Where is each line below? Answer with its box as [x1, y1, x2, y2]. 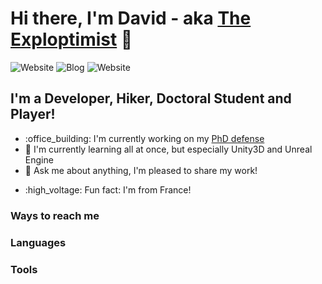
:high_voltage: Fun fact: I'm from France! [24, 183, 192, 196]
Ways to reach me [10, 208, 100, 222]
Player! [10, 106, 56, 123]
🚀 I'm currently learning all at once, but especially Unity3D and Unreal [24, 143, 313, 155]
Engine [24, 153, 54, 166]
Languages [10, 235, 67, 249]
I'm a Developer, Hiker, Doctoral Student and [10, 90, 292, 107]
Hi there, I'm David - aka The [10, 7, 252, 30]
